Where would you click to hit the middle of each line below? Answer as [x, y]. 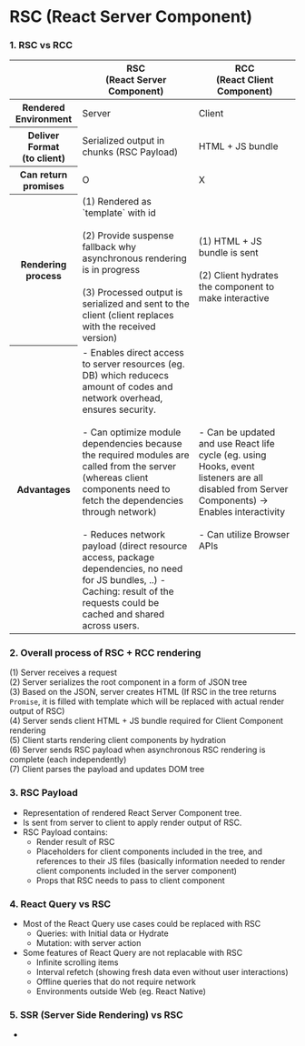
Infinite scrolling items [77, 962]
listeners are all [231, 478]
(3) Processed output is [133, 292]
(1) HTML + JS [230, 241]
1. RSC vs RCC [41, 45]
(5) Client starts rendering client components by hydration [118, 740]
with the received [119, 327]
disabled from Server [243, 488]
